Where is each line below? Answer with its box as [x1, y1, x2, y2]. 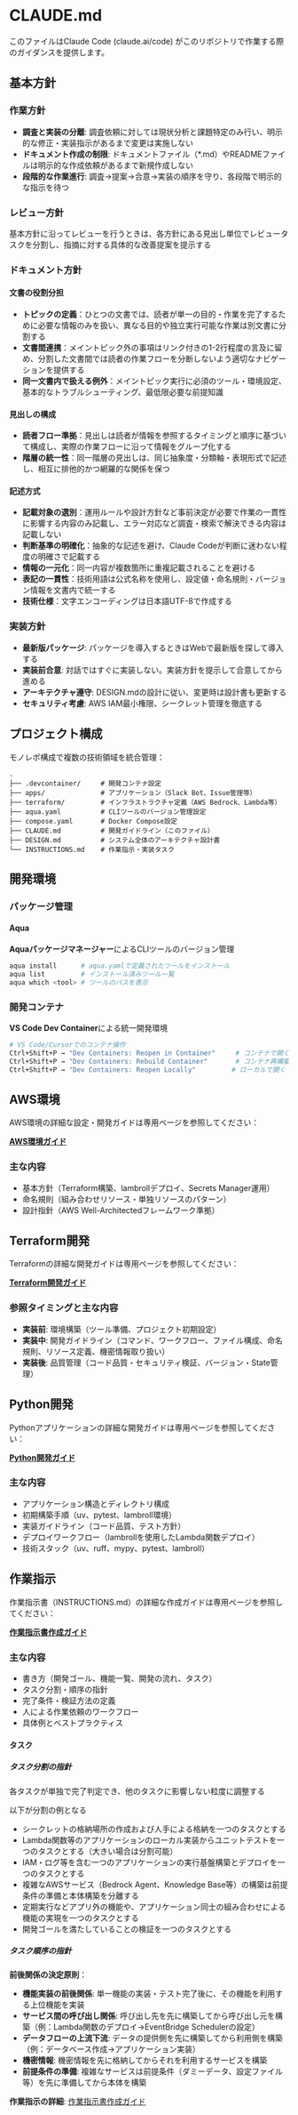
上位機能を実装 [29, 1999, 85, 2010]
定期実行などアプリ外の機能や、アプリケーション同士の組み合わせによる [21, 1901, 286, 1912]
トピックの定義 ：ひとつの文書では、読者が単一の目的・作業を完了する [21, 309, 278, 320]
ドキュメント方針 [9, 263, 82, 276]
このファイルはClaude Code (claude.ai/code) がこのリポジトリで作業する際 [9, 36, 285, 46]
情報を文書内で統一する [29, 584, 116, 596]
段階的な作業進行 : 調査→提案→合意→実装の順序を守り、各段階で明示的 [21, 171, 282, 181]
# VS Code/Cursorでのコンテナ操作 [9, 1041, 126, 1049]
